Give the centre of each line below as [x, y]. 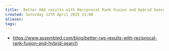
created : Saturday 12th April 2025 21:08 [49, 14]
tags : [11, 24]
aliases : [14, 19]
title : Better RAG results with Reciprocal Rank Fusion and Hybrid [78, 10]
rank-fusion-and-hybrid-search [45, 43]
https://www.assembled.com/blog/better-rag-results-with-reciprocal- [85, 38]
